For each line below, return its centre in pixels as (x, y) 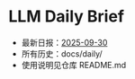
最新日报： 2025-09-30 (64, 42)
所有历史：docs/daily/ (62, 53)
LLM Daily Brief (67, 17)
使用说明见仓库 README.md (74, 65)
